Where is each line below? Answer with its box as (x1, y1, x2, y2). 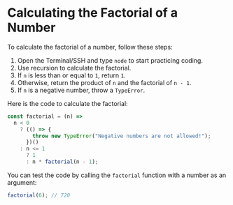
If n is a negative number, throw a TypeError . (17, 86, 146, 94)
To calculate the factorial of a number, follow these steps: (7, 43, 173, 51)
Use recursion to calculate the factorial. (17, 63, 132, 72)
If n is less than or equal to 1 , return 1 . (17, 71, 126, 79)
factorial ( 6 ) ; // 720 (7, 192, 71, 199)
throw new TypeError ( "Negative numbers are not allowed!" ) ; (32, 132, 211, 139)
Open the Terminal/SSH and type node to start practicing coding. (17, 56, 203, 64)
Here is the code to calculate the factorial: (7, 99, 128, 107)
